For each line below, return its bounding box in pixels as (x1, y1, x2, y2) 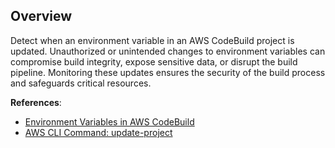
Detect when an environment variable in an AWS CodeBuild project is (10, 34, 295, 46)
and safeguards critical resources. (10, 77, 152, 89)
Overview (10, 8, 73, 25)
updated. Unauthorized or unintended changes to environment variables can (10, 45, 326, 57)
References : (10, 96, 62, 108)
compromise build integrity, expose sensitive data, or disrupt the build (10, 55, 298, 68)
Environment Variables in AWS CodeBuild (24, 115, 195, 128)
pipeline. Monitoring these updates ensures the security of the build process (10, 66, 326, 78)
